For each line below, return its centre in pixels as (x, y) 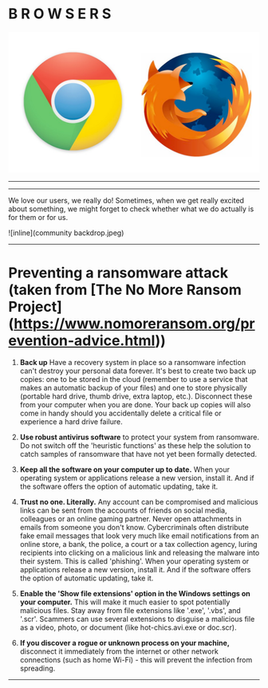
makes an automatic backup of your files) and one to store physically (133, 388)
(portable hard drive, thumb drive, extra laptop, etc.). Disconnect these (136, 396)
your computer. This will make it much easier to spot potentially (125, 602)
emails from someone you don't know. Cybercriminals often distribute (134, 528)
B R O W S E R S (60, 14)
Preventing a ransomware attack (118, 273)
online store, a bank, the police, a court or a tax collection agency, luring (138, 545)
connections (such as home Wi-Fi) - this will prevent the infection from (136, 660)
